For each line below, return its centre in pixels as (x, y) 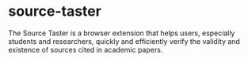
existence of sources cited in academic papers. (86, 49)
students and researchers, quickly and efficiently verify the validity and (124, 41)
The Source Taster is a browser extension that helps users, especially (122, 33)
